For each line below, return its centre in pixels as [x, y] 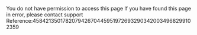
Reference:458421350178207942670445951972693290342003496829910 [98, 21]
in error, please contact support [45, 15]
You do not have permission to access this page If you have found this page [98, 8]
